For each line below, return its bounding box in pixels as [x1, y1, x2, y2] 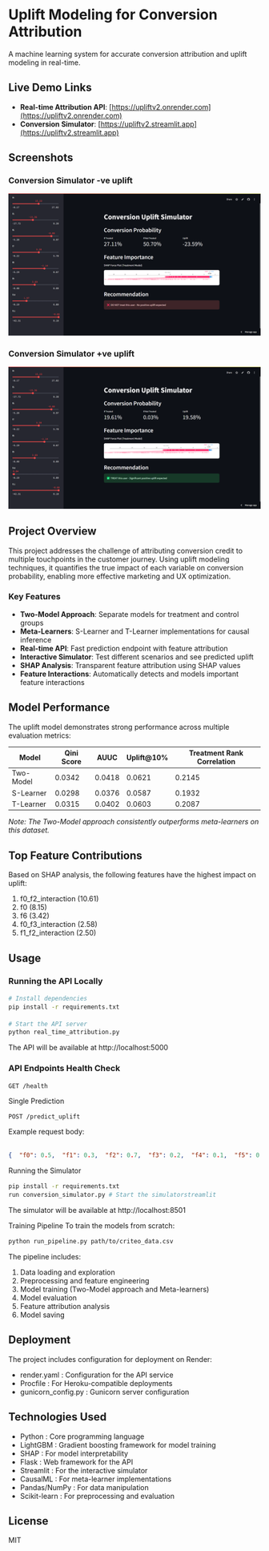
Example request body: [8, 1126, 85, 1136]
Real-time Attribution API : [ [19, 102, 112, 111]
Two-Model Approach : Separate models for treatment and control [19, 609, 239, 618]
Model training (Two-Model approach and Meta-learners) [19, 1284, 210, 1294]
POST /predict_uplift [8, 1112, 81, 1121]
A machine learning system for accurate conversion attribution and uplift [8, 49, 247, 58]
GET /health [8, 1082, 48, 1090]
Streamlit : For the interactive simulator [19, 1465, 148, 1475]
